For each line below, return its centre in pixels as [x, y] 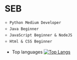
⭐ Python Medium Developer [33, 22]
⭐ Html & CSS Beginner [28, 41]
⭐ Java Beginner [22, 29]
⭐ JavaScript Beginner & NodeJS [38, 35]
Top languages [27, 52]
